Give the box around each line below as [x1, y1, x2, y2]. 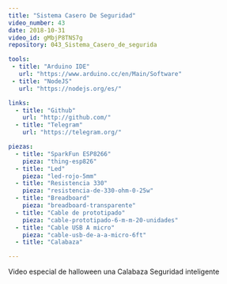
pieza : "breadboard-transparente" [22, 202, 136, 210]
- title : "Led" [15, 165, 66, 172]
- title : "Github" [15, 106, 77, 115]
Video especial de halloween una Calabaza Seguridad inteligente [8, 267, 220, 277]
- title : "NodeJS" [11, 77, 73, 85]
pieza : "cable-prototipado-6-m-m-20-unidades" [22, 216, 179, 224]
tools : [8, 55, 30, 63]
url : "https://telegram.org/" [22, 128, 123, 137]
